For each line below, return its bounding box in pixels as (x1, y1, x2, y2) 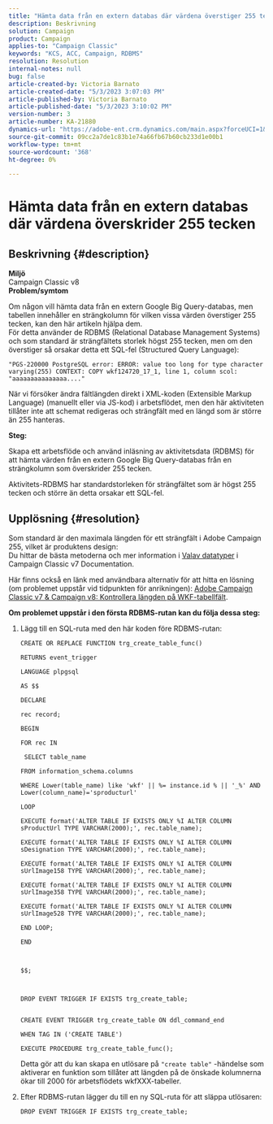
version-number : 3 (8, 111, 71, 119)
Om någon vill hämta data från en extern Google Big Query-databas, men (8, 302, 253, 311)
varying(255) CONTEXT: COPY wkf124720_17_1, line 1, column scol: (8, 367, 238, 376)
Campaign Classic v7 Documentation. (8, 559, 135, 569)
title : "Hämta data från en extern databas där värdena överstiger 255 (8, 11, 256, 20)
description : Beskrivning (8, 20, 96, 28)
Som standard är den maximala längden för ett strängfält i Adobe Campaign (8, 533, 262, 543)
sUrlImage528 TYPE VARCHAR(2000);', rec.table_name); (19, 909, 206, 918)
